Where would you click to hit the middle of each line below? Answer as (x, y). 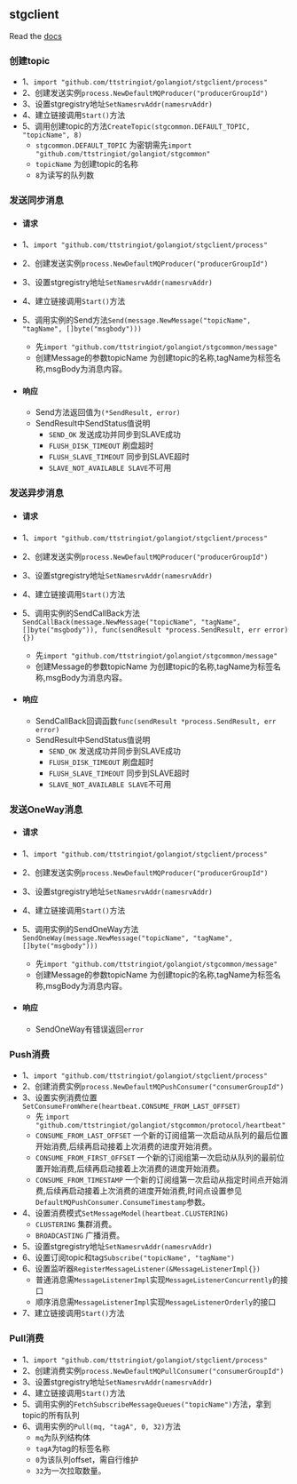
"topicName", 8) (52, 136)
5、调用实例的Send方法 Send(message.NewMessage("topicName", (136, 320)
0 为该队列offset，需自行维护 (87, 1459)
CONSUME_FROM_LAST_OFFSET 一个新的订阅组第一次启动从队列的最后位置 (162, 1136)
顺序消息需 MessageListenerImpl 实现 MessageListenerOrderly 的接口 (156, 1302)
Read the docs (35, 36)
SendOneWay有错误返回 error (90, 1029)
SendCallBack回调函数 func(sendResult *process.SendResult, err (156, 721)
